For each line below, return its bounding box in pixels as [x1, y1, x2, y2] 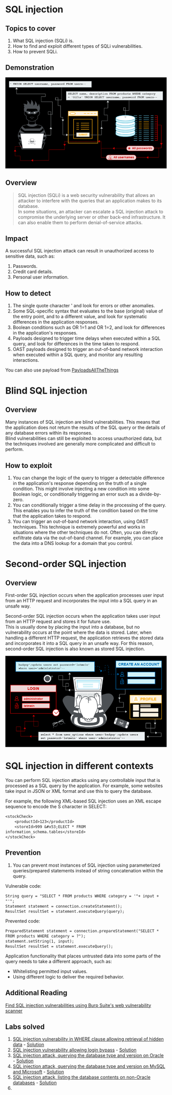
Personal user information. [12, 274, 69, 280]
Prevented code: [5, 917, 40, 924]
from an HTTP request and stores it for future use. [5, 618, 111, 624]
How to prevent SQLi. [12, 49, 58, 54]
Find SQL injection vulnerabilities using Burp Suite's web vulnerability [5, 1002, 152, 1008]
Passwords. [12, 263, 38, 269]
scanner [5, 1007, 23, 1014]
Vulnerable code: [5, 883, 42, 889]
